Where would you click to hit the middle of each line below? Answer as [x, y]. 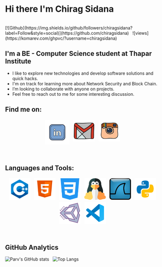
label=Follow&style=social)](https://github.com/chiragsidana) [67, 33]
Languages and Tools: [40, 168]
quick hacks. [25, 78]
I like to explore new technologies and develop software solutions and [83, 73]
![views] [140, 33]
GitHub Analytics [32, 247]
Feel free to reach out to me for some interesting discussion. [73, 94]
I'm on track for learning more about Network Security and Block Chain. [85, 83]
